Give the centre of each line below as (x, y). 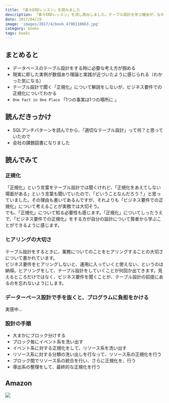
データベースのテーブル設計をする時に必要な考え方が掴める (74, 68)
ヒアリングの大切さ (28, 240)
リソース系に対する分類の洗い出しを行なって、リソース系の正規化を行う (87, 354)
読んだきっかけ (28, 117)
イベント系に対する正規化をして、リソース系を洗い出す (69, 348)
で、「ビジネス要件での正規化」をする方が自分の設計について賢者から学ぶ (81, 219)
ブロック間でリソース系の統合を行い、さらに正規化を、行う (74, 361)
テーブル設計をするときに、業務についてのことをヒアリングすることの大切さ (84, 251)
